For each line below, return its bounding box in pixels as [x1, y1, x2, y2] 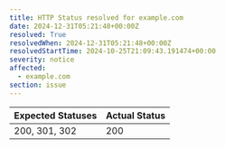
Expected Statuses [14, 109, 98, 122]
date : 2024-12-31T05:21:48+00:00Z [9, 22, 140, 31]
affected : [9, 64, 47, 73]
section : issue [9, 80, 67, 89]
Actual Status [105, 109, 165, 122]
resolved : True [9, 30, 67, 39]
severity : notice [9, 55, 75, 64]
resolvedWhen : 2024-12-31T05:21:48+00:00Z [9, 38, 172, 48]
